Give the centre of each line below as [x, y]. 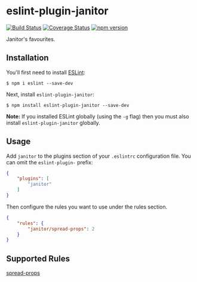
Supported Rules [38, 258]
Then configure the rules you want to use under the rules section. [87, 207]
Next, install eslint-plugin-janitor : [50, 94]
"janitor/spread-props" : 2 [61, 229]
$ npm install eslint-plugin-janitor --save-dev [68, 105]
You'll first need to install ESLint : [46, 72]
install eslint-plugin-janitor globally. [53, 122]
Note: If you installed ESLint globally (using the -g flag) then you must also [98, 116]
